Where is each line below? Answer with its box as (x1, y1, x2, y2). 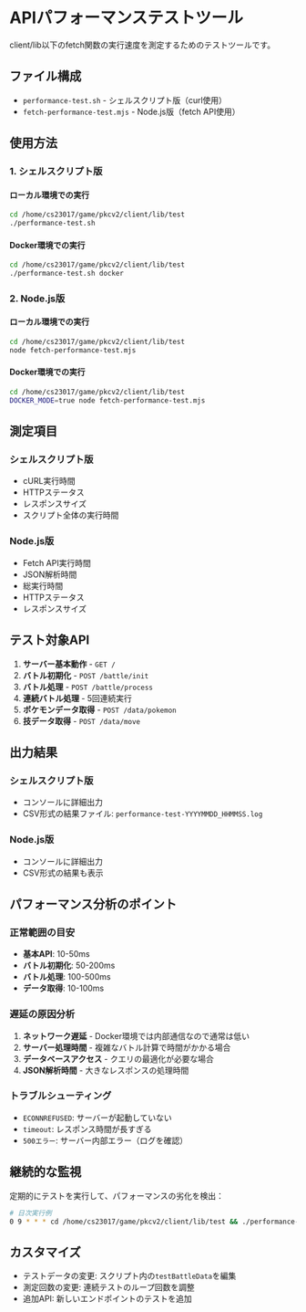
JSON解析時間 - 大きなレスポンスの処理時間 (22, 1065, 189, 1076)
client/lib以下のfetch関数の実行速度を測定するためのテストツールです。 (9, 39, 276, 50)
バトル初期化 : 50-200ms (22, 960, 116, 971)
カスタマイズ (9, 1244, 82, 1260)
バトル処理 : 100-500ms (22, 971, 111, 982)
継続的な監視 (9, 1164, 82, 1180)
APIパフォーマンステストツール (9, 7, 244, 28)
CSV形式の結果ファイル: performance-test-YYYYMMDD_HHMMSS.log (22, 808, 263, 819)
